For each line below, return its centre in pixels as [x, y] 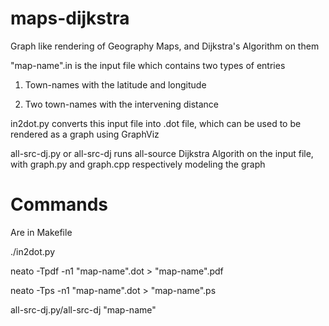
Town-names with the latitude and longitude [115, 84]
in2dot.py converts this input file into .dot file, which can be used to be [156, 123]
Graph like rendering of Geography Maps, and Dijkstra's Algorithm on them [165, 46]
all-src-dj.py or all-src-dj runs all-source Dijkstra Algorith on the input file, [162, 153]
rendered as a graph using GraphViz [85, 134]
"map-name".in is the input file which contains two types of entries [148, 65]
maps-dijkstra [70, 18]
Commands [59, 204]
